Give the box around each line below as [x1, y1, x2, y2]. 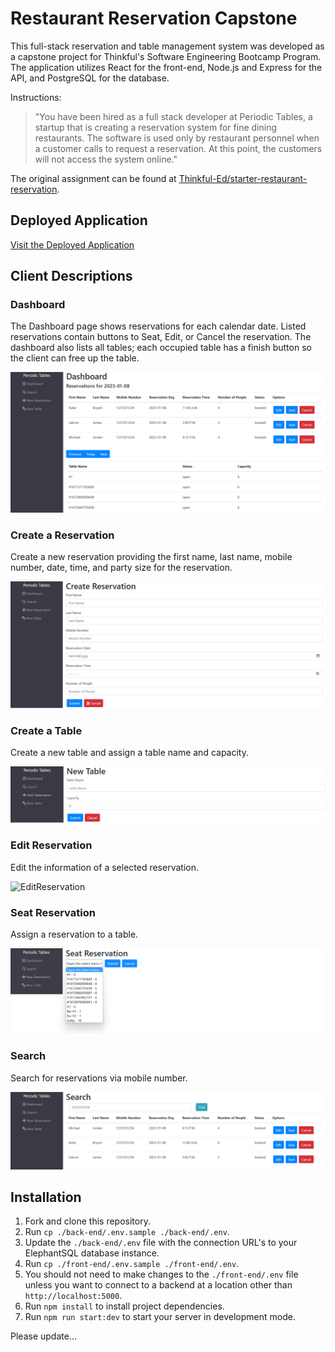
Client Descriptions [10, 268, 133, 285]
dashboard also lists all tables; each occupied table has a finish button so [10, 342, 312, 354]
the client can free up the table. [10, 352, 140, 364]
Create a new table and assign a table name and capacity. [10, 747, 249, 759]
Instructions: [10, 91, 62, 103]
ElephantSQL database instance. [24, 1247, 160, 1259]
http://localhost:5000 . [24, 1290, 123, 1302]
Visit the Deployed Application [10, 238, 135, 251]
